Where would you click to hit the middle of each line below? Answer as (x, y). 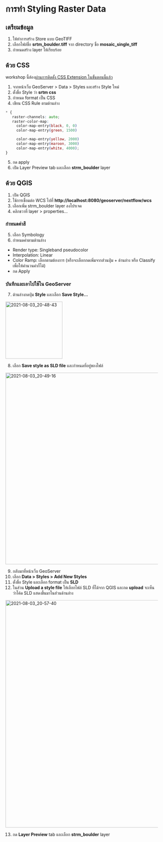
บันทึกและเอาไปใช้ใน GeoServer (38, 284)
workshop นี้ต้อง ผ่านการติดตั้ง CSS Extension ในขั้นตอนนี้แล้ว (59, 77)
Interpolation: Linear (32, 255)
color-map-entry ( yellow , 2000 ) (48, 139)
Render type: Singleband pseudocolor (50, 250)
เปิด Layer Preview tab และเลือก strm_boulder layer (61, 167)
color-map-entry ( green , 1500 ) (47, 130)
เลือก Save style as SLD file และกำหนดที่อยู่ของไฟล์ (58, 366)
